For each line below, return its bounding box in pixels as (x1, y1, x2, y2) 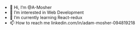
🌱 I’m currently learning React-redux (9, 15, 83, 20)
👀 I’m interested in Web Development (9, 10, 84, 15)
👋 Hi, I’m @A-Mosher (9, 5, 52, 10)
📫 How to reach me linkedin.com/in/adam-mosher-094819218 (9, 20, 135, 26)
